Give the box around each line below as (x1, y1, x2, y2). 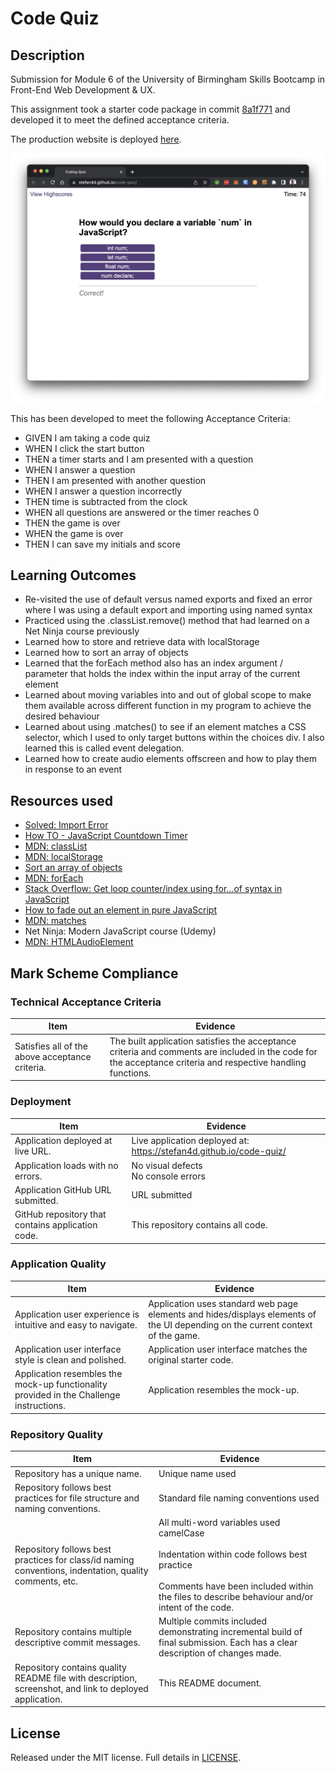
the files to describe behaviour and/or (158, 1591, 314, 1603)
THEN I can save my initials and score (24, 538, 181, 550)
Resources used (10, 792, 113, 809)
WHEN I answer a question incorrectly (24, 485, 183, 497)
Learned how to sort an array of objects (24, 647, 189, 659)
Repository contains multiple (14, 1626, 132, 1638)
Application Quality (10, 1257, 107, 1271)
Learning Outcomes (10, 567, 137, 584)
